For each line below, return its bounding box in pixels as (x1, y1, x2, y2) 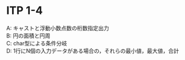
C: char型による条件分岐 (6, 39, 68, 47)
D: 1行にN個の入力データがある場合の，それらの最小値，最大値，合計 (6, 47, 180, 55)
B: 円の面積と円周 (6, 32, 51, 39)
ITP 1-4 (6, 4, 43, 18)
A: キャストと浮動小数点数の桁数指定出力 (6, 24, 110, 32)
